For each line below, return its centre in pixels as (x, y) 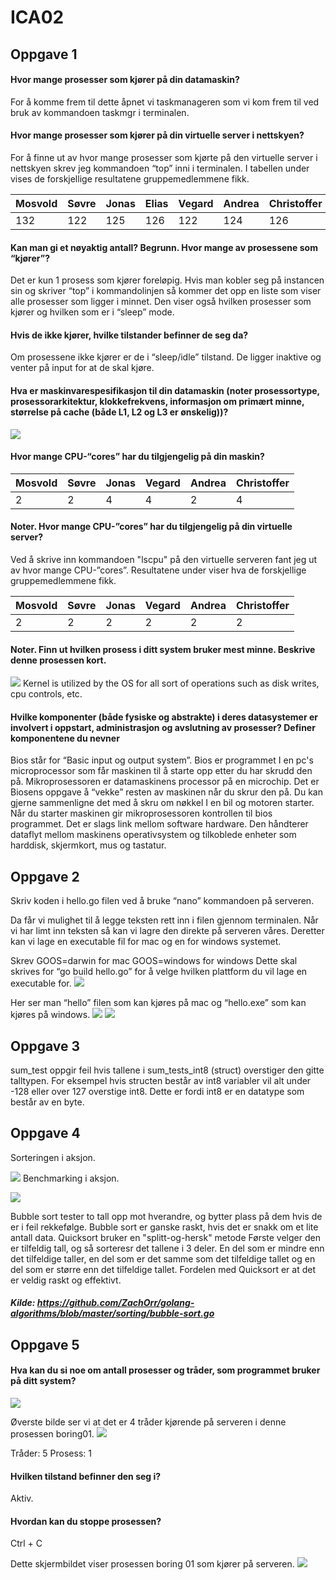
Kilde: (23, 1303)
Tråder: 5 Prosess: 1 (51, 1453)
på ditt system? (43, 1381)
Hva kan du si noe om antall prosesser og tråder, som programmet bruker (165, 1370)
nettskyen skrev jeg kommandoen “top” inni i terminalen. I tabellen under (160, 168)
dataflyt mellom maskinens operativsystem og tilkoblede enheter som (153, 835)
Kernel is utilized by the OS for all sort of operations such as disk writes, (171, 683)
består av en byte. (47, 1102)
